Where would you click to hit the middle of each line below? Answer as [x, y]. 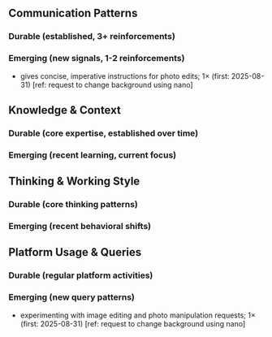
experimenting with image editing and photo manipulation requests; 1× [138, 315]
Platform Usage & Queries [75, 252]
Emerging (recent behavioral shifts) [80, 227]
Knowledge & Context [65, 110]
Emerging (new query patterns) [72, 297]
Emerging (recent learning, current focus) [93, 155]
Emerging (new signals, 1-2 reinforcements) [97, 58]
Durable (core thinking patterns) [73, 205]
